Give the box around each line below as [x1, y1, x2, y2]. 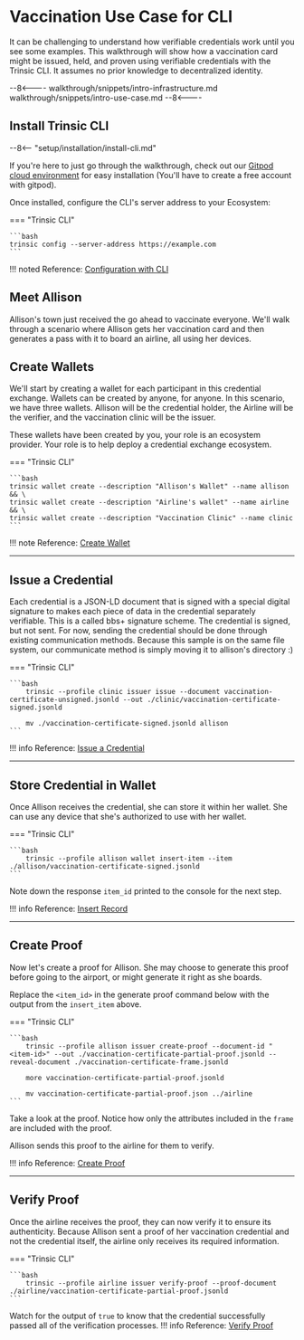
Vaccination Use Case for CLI [9, 6, 233, 27]
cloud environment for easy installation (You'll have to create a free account [9, 169, 292, 180]
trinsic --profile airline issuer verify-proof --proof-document [25, 1278, 278, 1288]
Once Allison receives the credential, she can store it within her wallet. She [9, 802, 288, 812]
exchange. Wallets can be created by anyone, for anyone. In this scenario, [9, 393, 285, 404]
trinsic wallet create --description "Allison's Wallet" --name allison [9, 482, 290, 491]
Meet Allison [9, 290, 82, 305]
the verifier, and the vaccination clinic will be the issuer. [9, 412, 216, 423]
